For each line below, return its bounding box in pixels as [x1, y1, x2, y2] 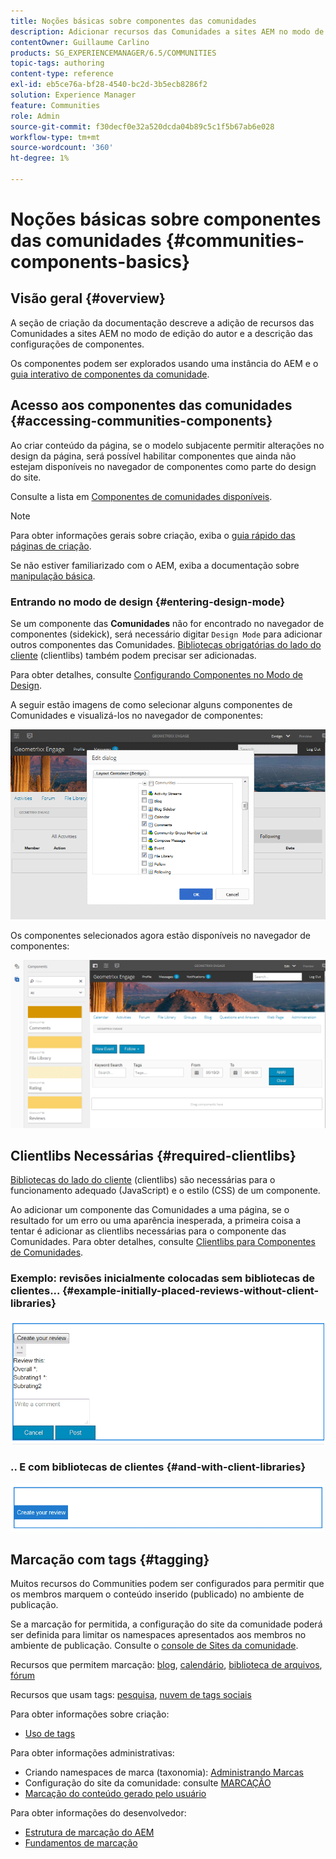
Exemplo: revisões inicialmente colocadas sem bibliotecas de [10, 1271, 316, 1285]
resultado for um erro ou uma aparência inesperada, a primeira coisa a [10, 1215, 302, 1227]
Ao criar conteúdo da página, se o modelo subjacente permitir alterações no [10, 439, 325, 451]
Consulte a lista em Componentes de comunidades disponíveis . [10, 490, 273, 502]
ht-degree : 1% [10, 153, 70, 164]
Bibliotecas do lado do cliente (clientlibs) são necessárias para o [10, 1174, 276, 1186]
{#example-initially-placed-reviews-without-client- [61, 1284, 320, 1298]
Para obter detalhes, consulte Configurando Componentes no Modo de [10, 668, 303, 680]
